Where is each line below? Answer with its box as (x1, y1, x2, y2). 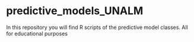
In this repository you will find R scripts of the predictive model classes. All (6, 24, 188, 31)
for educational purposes (6, 30, 68, 37)
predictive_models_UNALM (6, 4, 144, 18)
